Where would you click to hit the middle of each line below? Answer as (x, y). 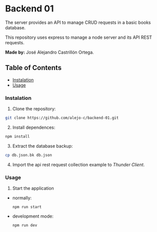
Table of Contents (34, 68)
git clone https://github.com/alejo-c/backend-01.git (62, 118)
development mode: (33, 216)
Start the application (33, 188)
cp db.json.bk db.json (29, 155)
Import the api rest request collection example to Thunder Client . (78, 164)
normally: (22, 198)
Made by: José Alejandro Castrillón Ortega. (50, 52)
